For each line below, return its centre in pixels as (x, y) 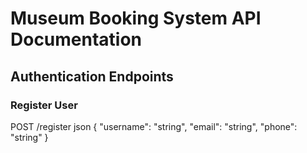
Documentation (76, 39)
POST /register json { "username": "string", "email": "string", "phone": (154, 126)
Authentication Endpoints (92, 76)
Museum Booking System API (136, 18)
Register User (44, 105)
